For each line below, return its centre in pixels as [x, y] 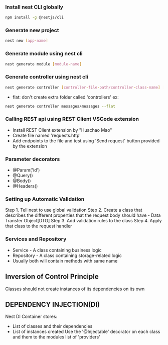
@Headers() [25, 186]
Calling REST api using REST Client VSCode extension [72, 119]
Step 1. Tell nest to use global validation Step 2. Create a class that [74, 210]
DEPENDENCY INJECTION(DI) [53, 305]
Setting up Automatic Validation [45, 199]
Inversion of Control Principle [52, 277]
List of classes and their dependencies [52, 326]
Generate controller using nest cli [47, 77]
